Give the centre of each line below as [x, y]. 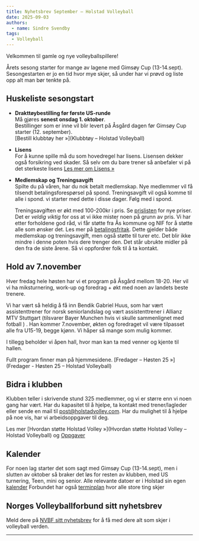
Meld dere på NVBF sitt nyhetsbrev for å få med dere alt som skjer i [88, 520]
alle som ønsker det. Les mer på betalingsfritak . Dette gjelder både [96, 229]
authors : [17, 23]
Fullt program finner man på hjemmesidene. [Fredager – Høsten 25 [87, 360]
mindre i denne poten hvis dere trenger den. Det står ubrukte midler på [101, 242]
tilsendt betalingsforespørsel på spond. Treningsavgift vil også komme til [103, 193]
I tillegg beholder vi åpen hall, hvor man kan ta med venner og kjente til [93, 342]
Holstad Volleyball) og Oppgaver [46, 436]
